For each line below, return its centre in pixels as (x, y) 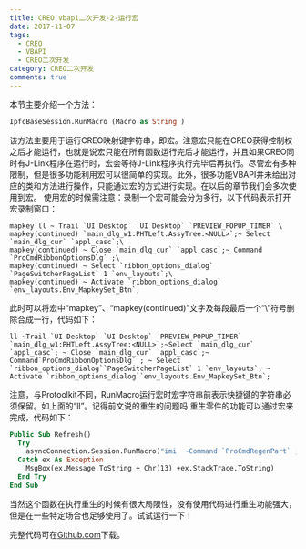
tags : (20, 35)
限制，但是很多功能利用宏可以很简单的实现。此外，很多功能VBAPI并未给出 (149, 174)
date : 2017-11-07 (42, 26)
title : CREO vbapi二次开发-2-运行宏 (74, 18)
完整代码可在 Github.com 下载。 (67, 534)
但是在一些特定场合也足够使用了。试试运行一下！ (101, 515)
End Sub (24, 485)
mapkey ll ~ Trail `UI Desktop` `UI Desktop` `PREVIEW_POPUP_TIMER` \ (146, 226)
